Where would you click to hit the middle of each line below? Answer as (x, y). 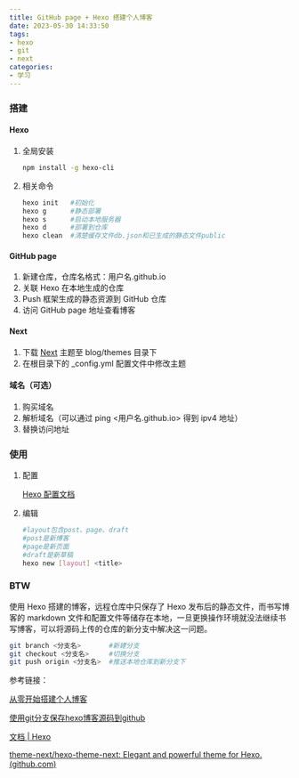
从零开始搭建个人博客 (48, 699)
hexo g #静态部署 (61, 211)
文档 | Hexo (30, 737)
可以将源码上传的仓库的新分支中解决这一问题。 (125, 628)
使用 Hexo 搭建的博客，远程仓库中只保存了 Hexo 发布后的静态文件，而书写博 (149, 606)
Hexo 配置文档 (48, 494)
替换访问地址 (45, 429)
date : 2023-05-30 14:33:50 (59, 26)
